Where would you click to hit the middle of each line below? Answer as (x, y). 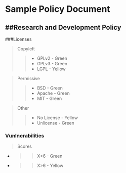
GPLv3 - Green (52, 64)
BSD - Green (50, 88)
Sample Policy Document (58, 9)
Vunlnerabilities (25, 135)
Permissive (28, 78)
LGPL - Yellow (51, 69)
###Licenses (19, 39)
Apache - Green (53, 93)
